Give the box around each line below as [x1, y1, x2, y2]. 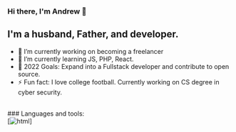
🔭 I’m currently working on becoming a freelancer [17, 47, 164, 55]
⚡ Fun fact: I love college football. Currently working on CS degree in [17, 77, 220, 86]
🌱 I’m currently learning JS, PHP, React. [17, 55, 134, 63]
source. [17, 70, 41, 78]
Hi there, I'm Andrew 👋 [7, 6, 87, 16]
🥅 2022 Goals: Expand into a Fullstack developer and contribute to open [17, 62, 230, 70]
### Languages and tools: [7, 109, 85, 118]
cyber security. [17, 88, 63, 97]
